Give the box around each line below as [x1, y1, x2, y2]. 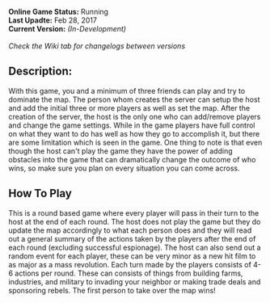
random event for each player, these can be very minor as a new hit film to [8, 250, 256, 261]
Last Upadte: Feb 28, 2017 [8, 15, 97, 25]
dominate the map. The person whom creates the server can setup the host [8, 95, 260, 104]
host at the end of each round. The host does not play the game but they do [8, 217, 261, 226]
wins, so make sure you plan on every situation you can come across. [8, 163, 240, 173]
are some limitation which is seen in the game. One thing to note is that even [8, 137, 263, 147]
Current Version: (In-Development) [8, 24, 127, 33]
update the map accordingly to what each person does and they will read [8, 225, 252, 235]
